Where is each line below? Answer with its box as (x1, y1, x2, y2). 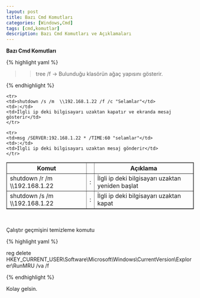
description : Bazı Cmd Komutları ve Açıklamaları (6, 31, 132, 37)
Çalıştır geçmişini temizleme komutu (6, 226, 95, 234)
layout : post (6, 8, 39, 15)
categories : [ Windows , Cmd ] (6, 20, 73, 26)
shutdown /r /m (10, 174, 53, 182)
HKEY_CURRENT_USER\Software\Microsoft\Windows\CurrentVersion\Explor (6, 256, 192, 263)
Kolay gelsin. (6, 285, 37, 293)
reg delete (6, 250, 32, 257)
